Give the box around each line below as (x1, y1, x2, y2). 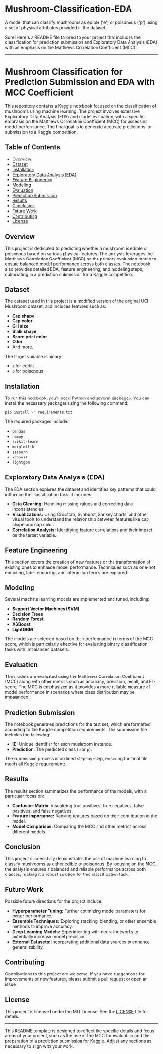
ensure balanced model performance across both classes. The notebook (5, 261, 151, 267)
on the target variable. (12, 532, 57, 537)
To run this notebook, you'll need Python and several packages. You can (5, 395, 150, 401)
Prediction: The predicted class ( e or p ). (12, 746, 92, 752)
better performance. (12, 913, 53, 919)
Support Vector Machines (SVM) (12, 606, 80, 612)
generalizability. (12, 944, 44, 950)
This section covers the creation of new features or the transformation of (5, 559, 151, 565)
